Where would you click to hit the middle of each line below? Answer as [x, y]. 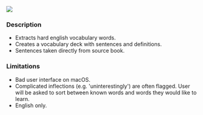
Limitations [23, 67]
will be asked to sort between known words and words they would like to [106, 92]
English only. [31, 105]
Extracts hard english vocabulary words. [65, 38]
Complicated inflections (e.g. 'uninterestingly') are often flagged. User [102, 86]
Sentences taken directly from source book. [70, 51]
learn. [22, 99]
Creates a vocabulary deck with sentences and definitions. [88, 44]
